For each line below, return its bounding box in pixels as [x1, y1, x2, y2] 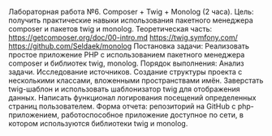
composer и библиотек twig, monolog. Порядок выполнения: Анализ [8, 58, 245, 68]
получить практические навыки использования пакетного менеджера [8, 15, 253, 25]
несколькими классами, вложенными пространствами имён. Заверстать [8, 76, 264, 85]
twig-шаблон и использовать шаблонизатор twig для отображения [8, 84, 241, 94]
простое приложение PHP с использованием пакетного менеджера [8, 50, 245, 59]
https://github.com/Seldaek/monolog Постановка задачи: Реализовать [8, 41, 250, 51]
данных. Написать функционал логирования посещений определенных [8, 93, 257, 102]
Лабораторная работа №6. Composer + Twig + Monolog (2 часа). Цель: [8, 7, 254, 16]
